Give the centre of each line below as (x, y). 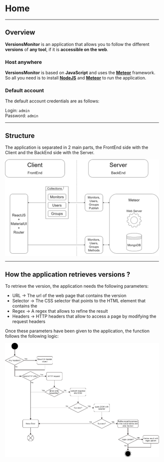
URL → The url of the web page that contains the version (69, 295)
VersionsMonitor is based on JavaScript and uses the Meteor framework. (80, 73)
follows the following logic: (32, 336)
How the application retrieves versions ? (68, 274)
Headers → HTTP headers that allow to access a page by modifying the (84, 316)
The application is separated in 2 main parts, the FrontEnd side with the (77, 147)
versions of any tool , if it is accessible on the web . (57, 49)
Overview (20, 32)
